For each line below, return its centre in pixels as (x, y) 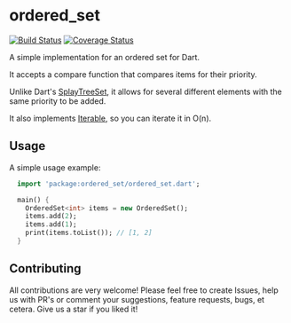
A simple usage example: (55, 167)
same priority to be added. (58, 101)
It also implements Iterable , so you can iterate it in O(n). (110, 118)
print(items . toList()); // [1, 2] (89, 233)
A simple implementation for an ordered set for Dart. (105, 57)
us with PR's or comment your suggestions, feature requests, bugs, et (137, 299)
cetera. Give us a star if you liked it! (74, 309)
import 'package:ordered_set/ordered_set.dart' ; (109, 184)
